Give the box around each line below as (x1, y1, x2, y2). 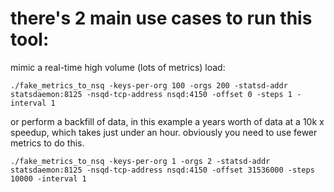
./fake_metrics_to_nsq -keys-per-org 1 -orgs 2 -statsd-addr (10, 156, 271, 166)
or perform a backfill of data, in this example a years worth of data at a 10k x (10, 115, 325, 127)
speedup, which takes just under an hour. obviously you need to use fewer (10, 126, 318, 138)
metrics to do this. (10, 137, 85, 149)
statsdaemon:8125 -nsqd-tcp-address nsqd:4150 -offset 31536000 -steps (10, 165, 315, 175)
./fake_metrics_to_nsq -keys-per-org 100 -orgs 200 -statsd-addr (10, 80, 288, 91)
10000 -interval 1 (10, 173, 87, 184)
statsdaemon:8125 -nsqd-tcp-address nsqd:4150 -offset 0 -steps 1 (10, 89, 293, 99)
